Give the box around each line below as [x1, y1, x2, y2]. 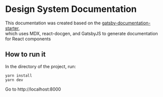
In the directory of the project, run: [5, 63, 76, 69]
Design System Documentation [5, 3, 137, 15]
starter [5, 25, 19, 31]
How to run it [5, 50, 46, 59]
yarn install [5, 73, 32, 78]
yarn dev [5, 77, 23, 83]
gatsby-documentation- [102, 20, 151, 26]
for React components [5, 36, 51, 42]
